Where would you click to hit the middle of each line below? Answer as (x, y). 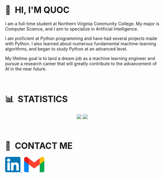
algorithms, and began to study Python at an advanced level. (66, 49)
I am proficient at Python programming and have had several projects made (81, 38)
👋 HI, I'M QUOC (37, 10)
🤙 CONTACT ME (39, 146)
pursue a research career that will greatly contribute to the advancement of (81, 63)
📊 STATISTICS (36, 99)
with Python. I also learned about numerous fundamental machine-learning (81, 43)
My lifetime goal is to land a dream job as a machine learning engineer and (80, 58)
